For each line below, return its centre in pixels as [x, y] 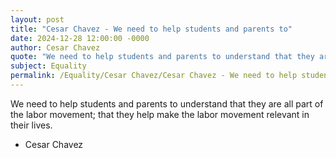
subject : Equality [48, 66]
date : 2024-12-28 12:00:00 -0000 [80, 38]
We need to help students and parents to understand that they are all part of [167, 103]
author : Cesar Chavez [55, 47]
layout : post [37, 19]
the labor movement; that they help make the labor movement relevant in [160, 114]
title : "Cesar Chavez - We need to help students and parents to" [151, 29]
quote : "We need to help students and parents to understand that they [162, 57]
